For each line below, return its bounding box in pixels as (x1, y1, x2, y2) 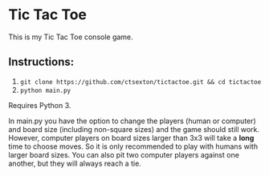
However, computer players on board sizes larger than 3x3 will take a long (8, 133, 255, 142)
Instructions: (8, 55, 75, 69)
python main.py (19, 86, 71, 94)
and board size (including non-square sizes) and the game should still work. (8, 124, 259, 134)
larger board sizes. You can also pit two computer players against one (8, 150, 239, 159)
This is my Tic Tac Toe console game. (8, 32, 134, 42)
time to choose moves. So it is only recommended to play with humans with (8, 142, 259, 151)
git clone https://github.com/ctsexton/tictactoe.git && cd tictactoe (19, 78, 262, 86)
